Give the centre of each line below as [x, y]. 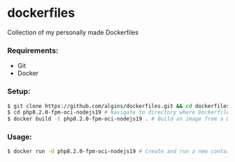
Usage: [20, 137]
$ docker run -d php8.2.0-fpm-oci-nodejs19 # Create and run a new [108, 151]
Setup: [19, 91]
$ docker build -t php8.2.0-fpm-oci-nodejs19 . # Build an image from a [115, 119]
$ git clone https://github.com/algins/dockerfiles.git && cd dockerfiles [119, 106]
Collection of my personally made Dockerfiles [73, 32]
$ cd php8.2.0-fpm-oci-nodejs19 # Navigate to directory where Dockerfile [119, 113]
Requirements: [33, 50]
